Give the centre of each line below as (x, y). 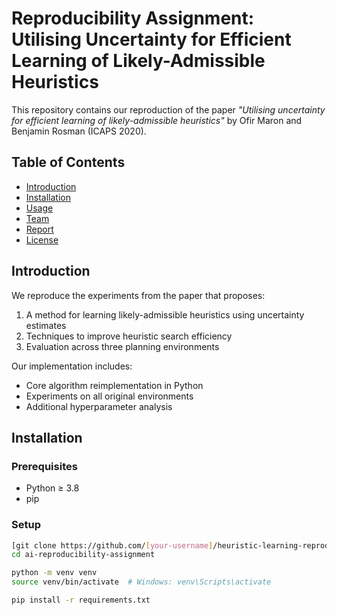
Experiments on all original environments (109, 396)
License (42, 239)
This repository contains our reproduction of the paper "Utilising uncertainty (168, 109)
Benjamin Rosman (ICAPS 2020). (79, 131)
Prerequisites (44, 466)
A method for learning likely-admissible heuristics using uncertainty (165, 314)
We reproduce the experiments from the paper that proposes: (138, 295)
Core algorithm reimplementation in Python (114, 385)
